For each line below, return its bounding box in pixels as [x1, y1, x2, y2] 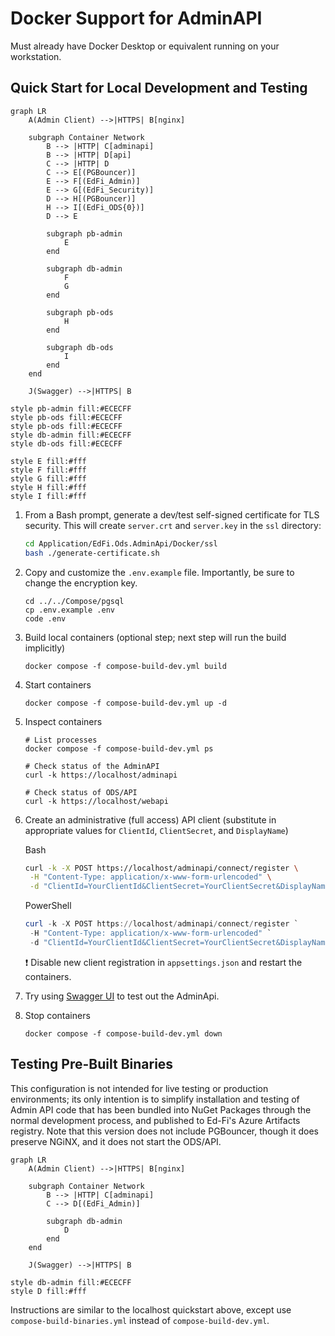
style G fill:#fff [10, 473, 87, 484]
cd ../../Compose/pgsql [24, 596, 125, 606]
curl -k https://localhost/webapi [24, 796, 169, 806]
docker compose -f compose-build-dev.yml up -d [24, 698, 227, 708]
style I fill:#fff [10, 491, 87, 501]
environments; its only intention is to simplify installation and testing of [10, 1093, 300, 1105]
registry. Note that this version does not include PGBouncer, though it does [10, 1125, 319, 1137]
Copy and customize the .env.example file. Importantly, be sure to [24, 566, 295, 578]
